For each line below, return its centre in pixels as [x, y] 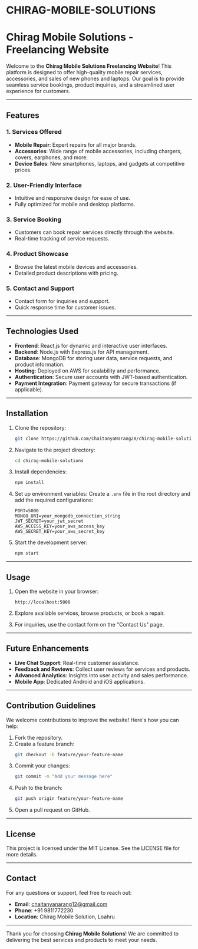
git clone [27, 439]
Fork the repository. [39, 737]
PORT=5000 [27, 511]
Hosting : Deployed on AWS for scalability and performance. [88, 370]
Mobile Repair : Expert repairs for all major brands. [76, 144]
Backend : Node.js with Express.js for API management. [82, 352]
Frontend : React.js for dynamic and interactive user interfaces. [91, 345]
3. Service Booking [34, 220]
